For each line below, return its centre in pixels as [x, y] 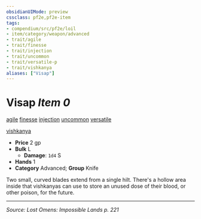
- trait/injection [29, 51]
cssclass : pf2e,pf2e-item [38, 17]
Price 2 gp [28, 143]
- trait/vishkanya [29, 67]
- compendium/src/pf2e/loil [41, 28]
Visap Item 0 [38, 103]
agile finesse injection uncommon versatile [59, 119]
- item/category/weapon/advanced [48, 34]
